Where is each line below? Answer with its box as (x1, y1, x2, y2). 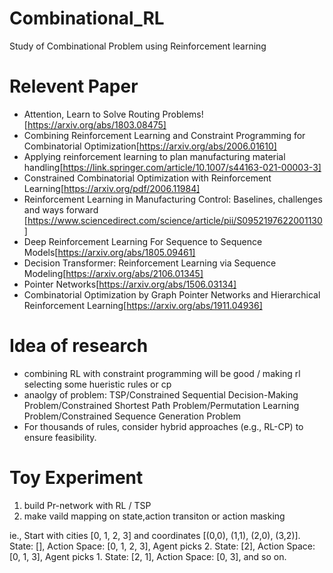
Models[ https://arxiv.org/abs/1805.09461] (23, 246, 196, 258)
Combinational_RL (9, 7, 165, 30)
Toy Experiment (9, 467, 144, 489)
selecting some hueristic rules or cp (23, 378, 172, 390)
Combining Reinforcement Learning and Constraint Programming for (23, 129, 306, 141)
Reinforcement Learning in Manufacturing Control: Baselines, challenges (23, 193, 323, 205)
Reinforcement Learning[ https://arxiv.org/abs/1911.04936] (23, 299, 263, 311)
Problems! (162, 108, 204, 120)
